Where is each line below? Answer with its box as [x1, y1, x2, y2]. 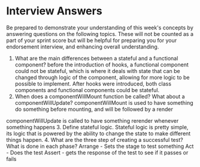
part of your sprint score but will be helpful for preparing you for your [6, 37, 177, 44]
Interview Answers [6, 4, 103, 18]
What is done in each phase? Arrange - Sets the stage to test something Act [6, 142, 194, 150]
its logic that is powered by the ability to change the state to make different [6, 130, 191, 137]
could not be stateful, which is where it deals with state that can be [14, 67, 181, 74]
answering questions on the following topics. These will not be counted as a [6, 30, 193, 37]
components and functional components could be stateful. [14, 86, 160, 93]
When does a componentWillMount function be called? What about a [14, 93, 185, 100]
